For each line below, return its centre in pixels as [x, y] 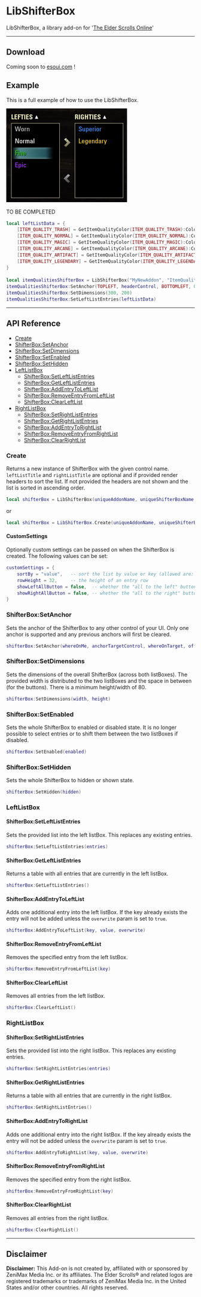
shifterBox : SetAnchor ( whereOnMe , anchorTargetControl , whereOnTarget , [96, 646]
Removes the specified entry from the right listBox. [69, 1179]
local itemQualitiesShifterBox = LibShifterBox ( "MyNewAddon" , [85, 280]
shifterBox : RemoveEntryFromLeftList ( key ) [59, 969]
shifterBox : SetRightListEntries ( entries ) [59, 1069]
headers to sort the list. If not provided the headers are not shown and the [97, 482]
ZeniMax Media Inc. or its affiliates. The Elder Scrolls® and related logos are [99, 1275]
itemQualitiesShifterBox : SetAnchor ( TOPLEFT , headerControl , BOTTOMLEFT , [99, 287]
